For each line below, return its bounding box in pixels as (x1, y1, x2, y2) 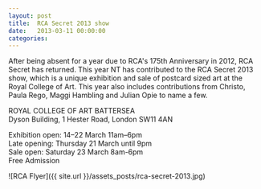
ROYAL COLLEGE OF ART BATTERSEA (8, 106, 135, 116)
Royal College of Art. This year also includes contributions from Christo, (8, 82, 246, 92)
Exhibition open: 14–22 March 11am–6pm (8, 130, 143, 140)
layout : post (8, 11, 52, 20)
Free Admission (8, 156, 60, 166)
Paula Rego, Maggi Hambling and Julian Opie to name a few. (8, 90, 208, 101)
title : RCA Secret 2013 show (8, 19, 110, 27)
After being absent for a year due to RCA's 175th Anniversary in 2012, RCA (8, 56, 254, 66)
